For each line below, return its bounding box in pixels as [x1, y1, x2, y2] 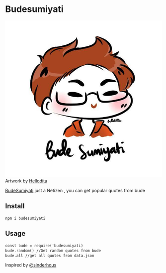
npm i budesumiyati [5, 216, 46, 221]
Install [5, 202, 25, 210]
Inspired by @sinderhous [5, 262, 57, 268]
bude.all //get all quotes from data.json [5, 253, 94, 258]
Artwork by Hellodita [5, 178, 47, 184]
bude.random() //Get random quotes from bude [5, 248, 101, 253]
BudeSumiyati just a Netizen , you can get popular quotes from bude [5, 187, 146, 193]
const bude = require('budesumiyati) [5, 243, 83, 248]
